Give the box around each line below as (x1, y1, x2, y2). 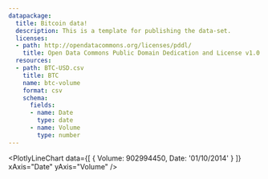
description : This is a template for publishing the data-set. (15, 26, 231, 35)
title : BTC (22, 71, 59, 79)
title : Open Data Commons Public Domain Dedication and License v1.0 (22, 49, 261, 57)
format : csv (22, 86, 63, 95)
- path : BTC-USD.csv (15, 64, 84, 72)
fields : (29, 101, 56, 109)
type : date (37, 116, 74, 124)
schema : (22, 94, 48, 102)
